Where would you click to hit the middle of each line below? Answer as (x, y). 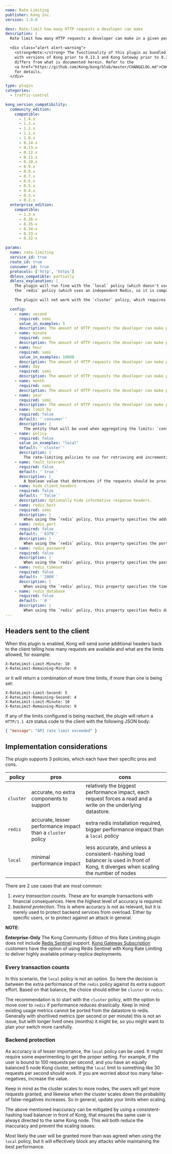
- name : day (27, 367)
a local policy (102, 836)
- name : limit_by (33, 410)
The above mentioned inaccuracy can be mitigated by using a (70, 1109)
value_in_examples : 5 (42, 324)
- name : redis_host (35, 505)
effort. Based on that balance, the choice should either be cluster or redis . (84, 990)
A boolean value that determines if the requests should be (89, 481)
